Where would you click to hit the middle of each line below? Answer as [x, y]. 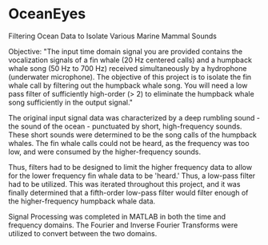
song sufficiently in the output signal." [71, 102]
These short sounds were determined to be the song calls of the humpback [133, 134]
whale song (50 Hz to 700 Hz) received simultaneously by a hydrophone [128, 68]
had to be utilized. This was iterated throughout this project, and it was [124, 184]
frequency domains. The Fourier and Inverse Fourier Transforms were [123, 225]
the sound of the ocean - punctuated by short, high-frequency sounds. [125, 126]
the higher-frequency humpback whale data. [82, 201]
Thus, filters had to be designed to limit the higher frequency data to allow [130, 167]
